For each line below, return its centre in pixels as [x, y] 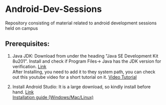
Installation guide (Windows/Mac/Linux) [53, 97]
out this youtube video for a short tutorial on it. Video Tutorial [75, 77]
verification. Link [29, 66]
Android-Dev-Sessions [54, 9]
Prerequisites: [27, 44]
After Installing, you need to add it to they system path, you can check [84, 72]
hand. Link [23, 92]
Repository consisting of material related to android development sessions [81, 23]
